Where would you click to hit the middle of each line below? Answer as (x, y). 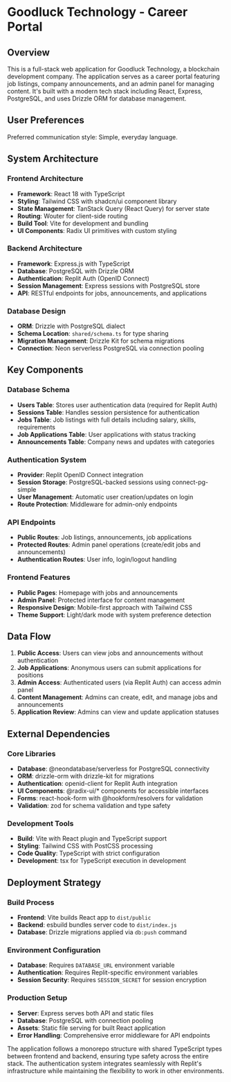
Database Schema (39, 390)
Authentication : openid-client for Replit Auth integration (97, 784)
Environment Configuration (54, 950)
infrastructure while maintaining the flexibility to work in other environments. (116, 1071)
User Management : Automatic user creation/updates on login (105, 497)
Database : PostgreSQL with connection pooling (85, 1020)
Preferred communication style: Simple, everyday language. (92, 137)
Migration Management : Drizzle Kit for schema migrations (101, 341)
